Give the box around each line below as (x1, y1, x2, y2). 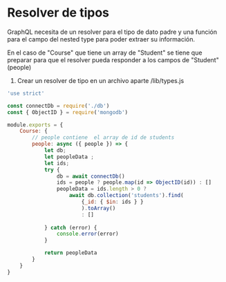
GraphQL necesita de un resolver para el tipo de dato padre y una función (7, 28, 218, 36)
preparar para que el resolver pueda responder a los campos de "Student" (7, 55, 219, 64)
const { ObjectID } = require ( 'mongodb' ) (7, 109, 129, 115)
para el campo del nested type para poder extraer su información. (7, 35, 196, 43)
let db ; (44, 147, 67, 154)
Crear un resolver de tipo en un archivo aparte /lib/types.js (17, 76, 185, 84)
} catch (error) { (44, 224, 97, 231)
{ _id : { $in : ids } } (81, 198, 144, 205)
